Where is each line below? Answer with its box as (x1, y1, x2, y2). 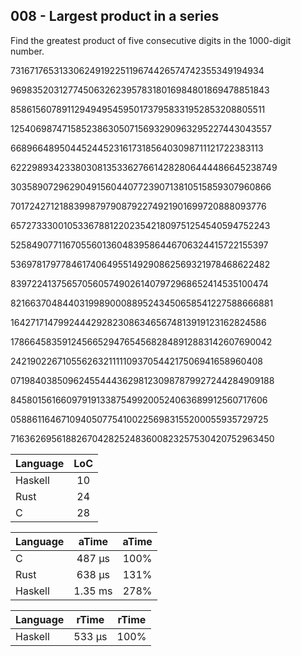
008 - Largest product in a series (10, 8, 220, 25)
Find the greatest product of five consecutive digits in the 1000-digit (10, 34, 292, 46)
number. (10, 45, 45, 57)
